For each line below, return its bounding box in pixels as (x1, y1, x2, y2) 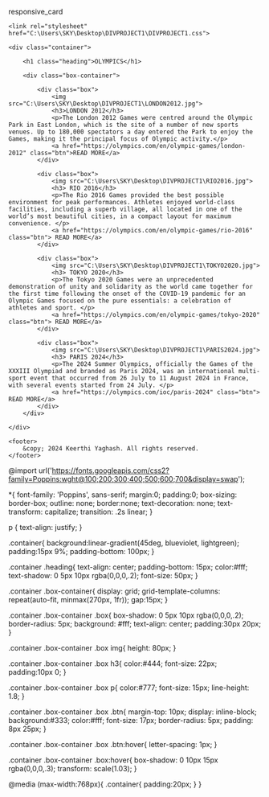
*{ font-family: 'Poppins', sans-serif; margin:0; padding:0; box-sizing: (8, 490, 238, 499)
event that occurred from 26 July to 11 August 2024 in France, (29, 374, 250, 382)
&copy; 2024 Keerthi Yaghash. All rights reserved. (22, 445, 199, 453)
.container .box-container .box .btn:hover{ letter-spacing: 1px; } (8, 740, 218, 749)
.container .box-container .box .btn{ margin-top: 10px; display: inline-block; (8, 707, 257, 717)
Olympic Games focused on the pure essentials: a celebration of (8, 297, 231, 305)
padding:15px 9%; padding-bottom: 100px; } (8, 547, 155, 556)
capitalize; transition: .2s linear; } (44, 507, 153, 516)
